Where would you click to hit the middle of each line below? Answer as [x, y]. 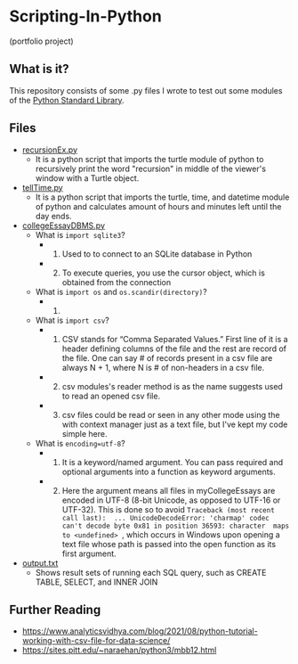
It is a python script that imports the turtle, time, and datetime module [162, 197]
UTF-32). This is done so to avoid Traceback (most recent [169, 509]
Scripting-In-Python [85, 16]
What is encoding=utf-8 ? [81, 443]
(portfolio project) [41, 41]
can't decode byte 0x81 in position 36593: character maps [176, 526]
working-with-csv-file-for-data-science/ [96, 641]
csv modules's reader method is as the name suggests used [172, 386]
